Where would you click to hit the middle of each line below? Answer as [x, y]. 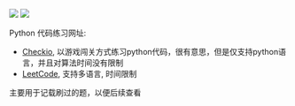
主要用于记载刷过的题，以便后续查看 [75, 92]
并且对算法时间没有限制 [81, 63]
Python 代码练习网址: [48, 33]
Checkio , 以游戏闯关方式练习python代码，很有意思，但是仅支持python [150, 52]
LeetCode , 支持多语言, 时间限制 [79, 74]
